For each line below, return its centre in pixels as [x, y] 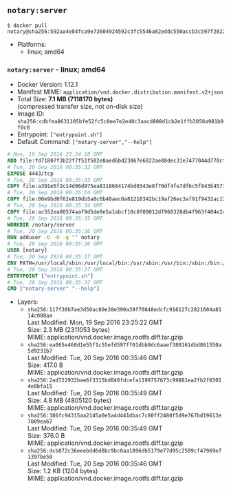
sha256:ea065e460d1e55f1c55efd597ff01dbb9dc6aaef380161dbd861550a [124, 345]
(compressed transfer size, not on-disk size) [80, 107]
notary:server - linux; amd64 [56, 70]
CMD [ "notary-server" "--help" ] [53, 289]
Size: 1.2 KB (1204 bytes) [63, 471]
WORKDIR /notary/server [41, 225]
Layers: [27, 302]
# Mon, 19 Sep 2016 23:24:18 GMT [55, 154]
